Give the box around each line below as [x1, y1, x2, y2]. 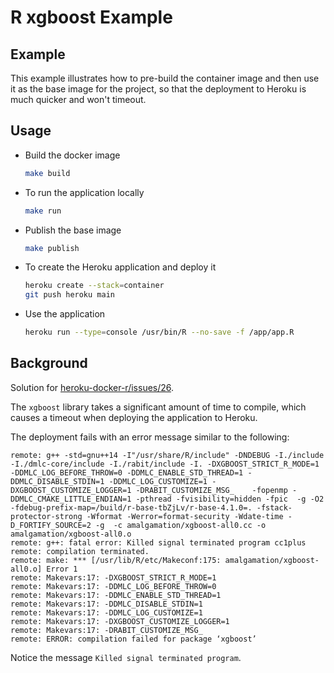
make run [24, 206, 62, 216]
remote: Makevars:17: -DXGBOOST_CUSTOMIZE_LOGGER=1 [10, 616, 230, 626]
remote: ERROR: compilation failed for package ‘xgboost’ [10, 634, 257, 644]
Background [10, 355, 88, 372]
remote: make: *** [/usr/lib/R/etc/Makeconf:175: [10, 555, 222, 565]
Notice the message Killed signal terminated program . [10, 651, 242, 663]
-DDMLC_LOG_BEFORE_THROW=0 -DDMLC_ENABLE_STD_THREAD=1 [10, 467, 244, 478]
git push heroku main [24, 290, 115, 300]
